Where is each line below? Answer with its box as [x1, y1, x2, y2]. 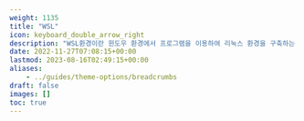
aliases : [9, 65, 43, 74]
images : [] [9, 89, 51, 98]
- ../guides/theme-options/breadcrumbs [26, 73, 178, 82]
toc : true [9, 97, 47, 107]
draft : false [9, 81, 59, 90]
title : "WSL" [9, 22, 59, 31]
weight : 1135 [9, 13, 59, 23]
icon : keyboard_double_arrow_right [9, 30, 145, 39]
